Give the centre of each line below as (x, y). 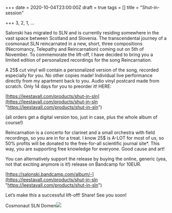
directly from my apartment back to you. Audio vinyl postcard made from (82, 81)
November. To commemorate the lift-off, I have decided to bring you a (79, 54)
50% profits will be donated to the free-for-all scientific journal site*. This (83, 143)
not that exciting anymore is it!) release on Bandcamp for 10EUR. (73, 164)
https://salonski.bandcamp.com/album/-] (50, 174)
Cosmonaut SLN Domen (31, 206)
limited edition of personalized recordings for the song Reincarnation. (79, 60)
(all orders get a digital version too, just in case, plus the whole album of (81, 117)
